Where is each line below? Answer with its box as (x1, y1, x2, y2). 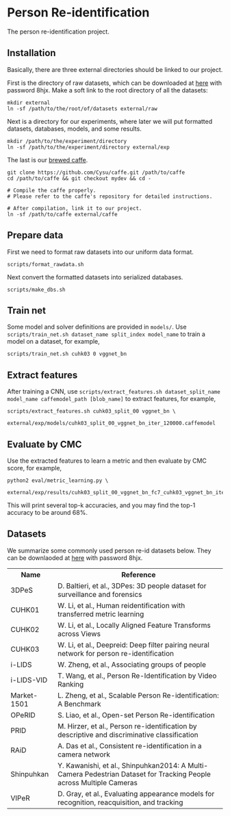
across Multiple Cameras (57, 778, 138, 787)
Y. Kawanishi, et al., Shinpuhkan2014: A (57, 761, 186, 770)
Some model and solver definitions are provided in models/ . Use (7, 323, 187, 331)
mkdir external (7, 99, 51, 106)
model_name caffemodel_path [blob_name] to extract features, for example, (7, 395, 216, 403)
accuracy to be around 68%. (7, 509, 88, 516)
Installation (7, 47, 56, 59)
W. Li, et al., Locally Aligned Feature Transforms (57, 620, 211, 630)
